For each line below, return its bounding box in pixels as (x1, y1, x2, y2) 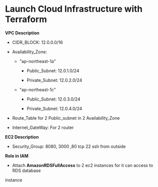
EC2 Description (5, 134, 39, 140)
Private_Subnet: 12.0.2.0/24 (26, 77, 82, 83)
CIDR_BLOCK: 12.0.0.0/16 (12, 39, 63, 45)
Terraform (5, 14, 47, 25)
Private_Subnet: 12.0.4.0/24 (26, 105, 82, 111)
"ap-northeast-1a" (19, 58, 56, 64)
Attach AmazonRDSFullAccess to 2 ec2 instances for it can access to (12, 162, 154, 168)
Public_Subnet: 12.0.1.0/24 (26, 67, 79, 74)
